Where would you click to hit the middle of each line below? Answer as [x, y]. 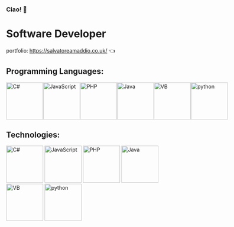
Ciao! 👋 [17, 9]
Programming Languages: [55, 71]
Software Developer [56, 34]
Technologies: [33, 135]
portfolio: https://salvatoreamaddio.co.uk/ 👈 [61, 50]
